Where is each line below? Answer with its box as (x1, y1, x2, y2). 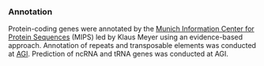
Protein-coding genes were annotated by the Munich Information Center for (8, 24, 255, 34)
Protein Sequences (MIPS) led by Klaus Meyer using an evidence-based (8, 32, 243, 42)
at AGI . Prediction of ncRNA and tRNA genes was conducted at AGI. (8, 49, 229, 59)
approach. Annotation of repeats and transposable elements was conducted (8, 41, 257, 50)
